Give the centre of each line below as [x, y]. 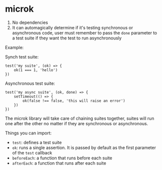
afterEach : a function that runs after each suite [59, 163]
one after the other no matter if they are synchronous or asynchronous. [77, 123]
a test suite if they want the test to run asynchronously [67, 38]
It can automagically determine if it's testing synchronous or [72, 27]
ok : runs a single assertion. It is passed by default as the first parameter [84, 148]
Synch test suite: [22, 57]
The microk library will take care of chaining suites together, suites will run [80, 118]
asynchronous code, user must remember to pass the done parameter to [84, 33]
